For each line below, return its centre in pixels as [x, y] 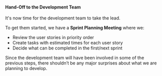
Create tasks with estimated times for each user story [68, 43]
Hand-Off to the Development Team [43, 7]
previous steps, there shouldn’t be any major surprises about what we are [81, 63]
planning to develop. [26, 68]
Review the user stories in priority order [53, 37]
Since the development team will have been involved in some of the [75, 58]
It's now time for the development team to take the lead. [63, 18]
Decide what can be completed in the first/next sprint [67, 48]
